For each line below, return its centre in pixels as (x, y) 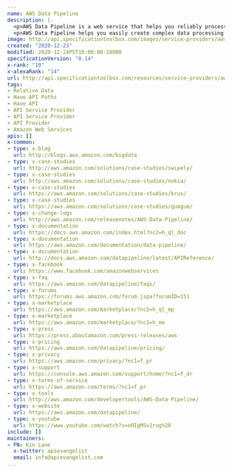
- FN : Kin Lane (29, 445)
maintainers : (26, 438)
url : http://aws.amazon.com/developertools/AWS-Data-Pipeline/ (106, 400)
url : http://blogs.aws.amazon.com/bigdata (75, 155)
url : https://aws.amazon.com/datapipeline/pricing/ (89, 348)
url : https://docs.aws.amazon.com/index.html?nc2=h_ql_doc (100, 233)
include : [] (24, 432)
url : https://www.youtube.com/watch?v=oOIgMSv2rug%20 (92, 425)
